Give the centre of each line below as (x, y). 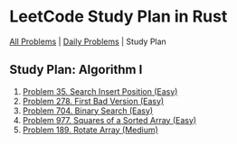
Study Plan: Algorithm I (76, 70)
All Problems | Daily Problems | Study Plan (88, 41)
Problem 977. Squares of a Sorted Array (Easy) (109, 120)
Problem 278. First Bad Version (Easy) (93, 101)
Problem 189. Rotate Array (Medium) (90, 130)
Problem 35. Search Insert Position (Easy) (100, 91)
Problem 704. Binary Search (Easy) (88, 111)
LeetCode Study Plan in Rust (118, 17)
